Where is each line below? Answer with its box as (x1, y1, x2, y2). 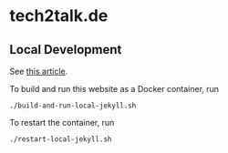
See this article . (9, 66, 68, 76)
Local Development (9, 42, 122, 57)
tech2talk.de (9, 5, 109, 26)
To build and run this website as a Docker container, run (9, 84, 220, 94)
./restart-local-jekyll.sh (9, 135, 112, 144)
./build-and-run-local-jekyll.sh (9, 101, 137, 110)
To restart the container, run (9, 117, 115, 127)
